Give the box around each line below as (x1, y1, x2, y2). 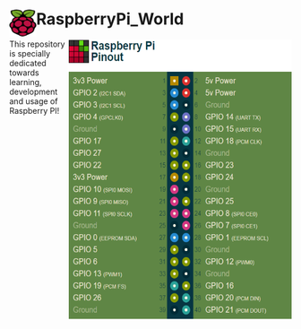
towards (9, 67, 39, 78)
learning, (9, 76, 42, 87)
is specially (9, 48, 51, 58)
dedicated (9, 57, 47, 68)
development (9, 86, 58, 97)
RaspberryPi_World (36, 9, 185, 30)
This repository (9, 39, 65, 49)
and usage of (9, 95, 58, 107)
